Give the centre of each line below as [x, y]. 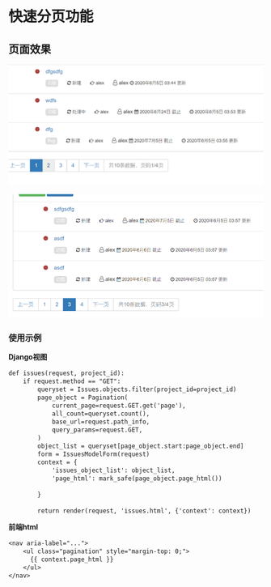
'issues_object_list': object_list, [113, 470]
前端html [23, 527]
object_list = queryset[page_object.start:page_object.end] [141, 446]
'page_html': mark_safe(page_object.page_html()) [137, 479]
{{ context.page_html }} [72, 559]
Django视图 [28, 357]
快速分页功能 [51, 17]
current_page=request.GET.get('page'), [119, 406]
